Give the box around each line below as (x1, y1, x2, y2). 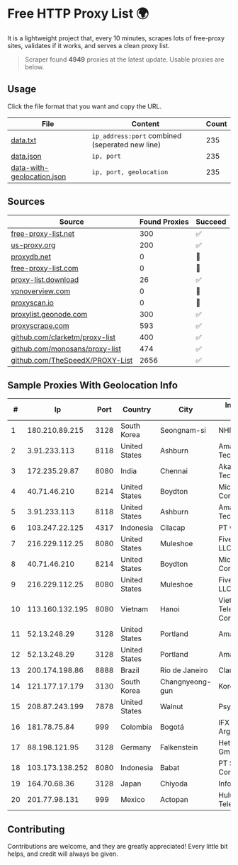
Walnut (159, 702, 183, 712)
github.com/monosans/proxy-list (11, 344, 122, 354)
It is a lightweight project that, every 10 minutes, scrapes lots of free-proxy (7, 33, 225, 43)
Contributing (7, 823, 65, 835)
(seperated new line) (91, 140, 161, 149)
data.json (11, 151, 42, 161)
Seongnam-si (159, 426, 207, 436)
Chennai (159, 466, 188, 476)
